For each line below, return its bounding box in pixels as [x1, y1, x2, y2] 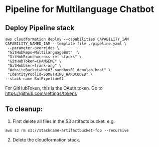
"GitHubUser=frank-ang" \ [7, 63, 62, 68]
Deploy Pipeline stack [5, 24, 74, 32]
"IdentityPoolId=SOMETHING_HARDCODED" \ [7, 72, 93, 77]
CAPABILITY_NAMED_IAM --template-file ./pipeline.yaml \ [5, 41, 127, 46]
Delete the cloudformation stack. [12, 136, 80, 142]
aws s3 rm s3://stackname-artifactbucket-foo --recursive [5, 128, 129, 133]
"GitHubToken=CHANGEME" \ [7, 59, 62, 64]
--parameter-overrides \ [7, 46, 59, 51]
